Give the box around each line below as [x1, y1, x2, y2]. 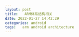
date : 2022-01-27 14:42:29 [5, 16, 59, 21]
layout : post [5, 7, 31, 12]
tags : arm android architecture [5, 25, 75, 30]
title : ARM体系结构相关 [5, 12, 53, 16]
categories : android [5, 20, 47, 25]
